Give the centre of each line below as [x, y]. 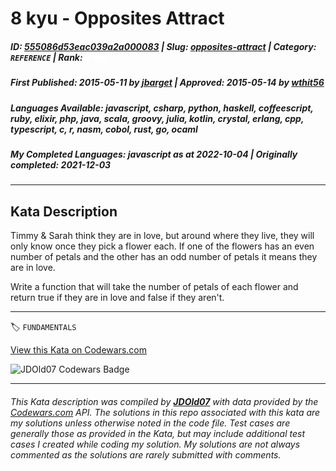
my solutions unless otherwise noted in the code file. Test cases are [150, 423]
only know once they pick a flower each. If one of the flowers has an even [162, 246]
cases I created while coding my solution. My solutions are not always [155, 444]
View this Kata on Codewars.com [79, 350]
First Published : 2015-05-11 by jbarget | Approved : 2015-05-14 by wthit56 [167, 83]
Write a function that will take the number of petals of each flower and [154, 287]
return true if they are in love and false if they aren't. [117, 298]
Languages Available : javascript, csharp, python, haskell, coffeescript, [162, 108]
